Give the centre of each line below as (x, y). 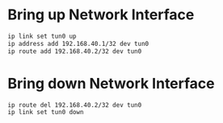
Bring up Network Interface (101, 15)
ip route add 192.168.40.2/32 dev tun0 (75, 51)
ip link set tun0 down (46, 113)
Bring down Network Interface (111, 83)
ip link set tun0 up (42, 36)
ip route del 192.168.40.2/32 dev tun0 (75, 105)
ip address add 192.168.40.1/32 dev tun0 (78, 43)
